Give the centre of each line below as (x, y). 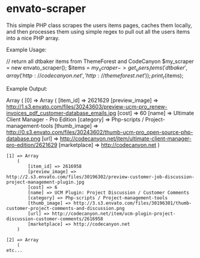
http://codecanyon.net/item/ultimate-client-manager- (126, 138)
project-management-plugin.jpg (45, 182)
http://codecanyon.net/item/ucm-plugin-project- (114, 214)
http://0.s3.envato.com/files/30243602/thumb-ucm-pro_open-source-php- (100, 132)
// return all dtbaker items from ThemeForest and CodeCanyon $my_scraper (100, 61)
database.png (23, 138)
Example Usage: (26, 49)
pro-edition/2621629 (32, 145)
